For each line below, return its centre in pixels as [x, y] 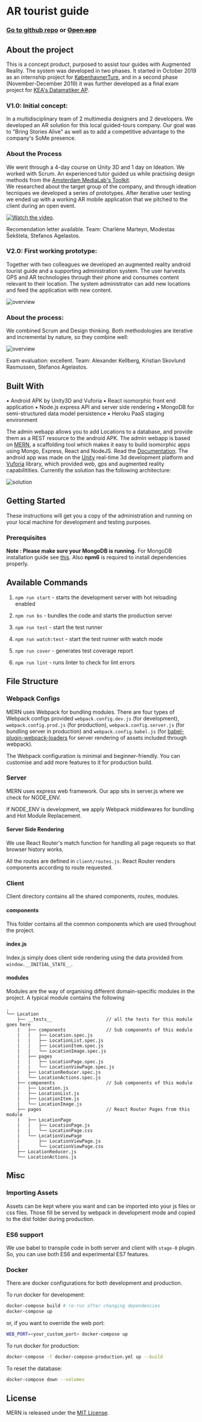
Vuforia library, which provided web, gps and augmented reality [85, 464]
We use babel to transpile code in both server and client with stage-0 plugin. [101, 1248]
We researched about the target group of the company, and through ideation [101, 186]
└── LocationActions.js [47, 1157]
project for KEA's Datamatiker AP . [48, 90]
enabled [25, 604]
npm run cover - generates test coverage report [74, 650]
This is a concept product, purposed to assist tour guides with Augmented [99, 64]
